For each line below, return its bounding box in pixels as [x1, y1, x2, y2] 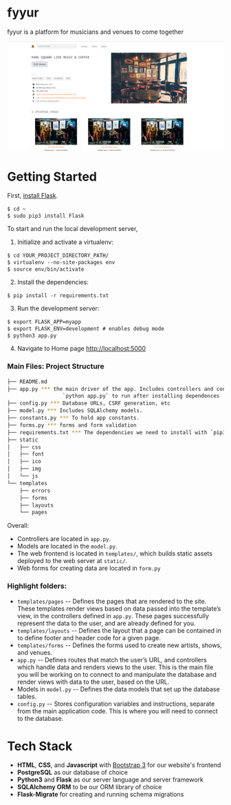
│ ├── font [7, 451, 45, 458]
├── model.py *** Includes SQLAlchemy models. [7, 407, 143, 414]
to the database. [16, 714, 64, 722]
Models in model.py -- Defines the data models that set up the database [16, 684, 220, 693]
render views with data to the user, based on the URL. [16, 677, 170, 686]
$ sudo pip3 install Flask [7, 212, 85, 220]
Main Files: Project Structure [7, 362, 104, 371]
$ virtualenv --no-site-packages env [7, 259, 115, 266]
